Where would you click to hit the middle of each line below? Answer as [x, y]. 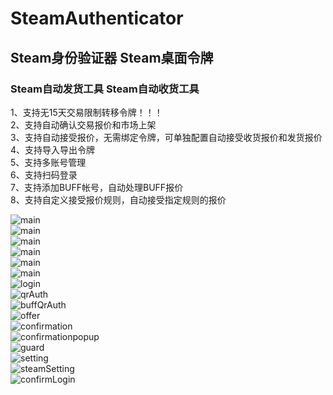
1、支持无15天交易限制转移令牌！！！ [86, 112]
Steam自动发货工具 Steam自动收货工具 [105, 89]
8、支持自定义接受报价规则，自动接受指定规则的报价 [118, 199]
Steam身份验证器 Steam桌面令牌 [112, 57]
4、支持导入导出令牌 [53, 149]
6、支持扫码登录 [44, 174]
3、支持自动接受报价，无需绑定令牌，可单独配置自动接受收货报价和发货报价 [166, 137]
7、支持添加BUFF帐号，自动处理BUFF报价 [97, 187]
